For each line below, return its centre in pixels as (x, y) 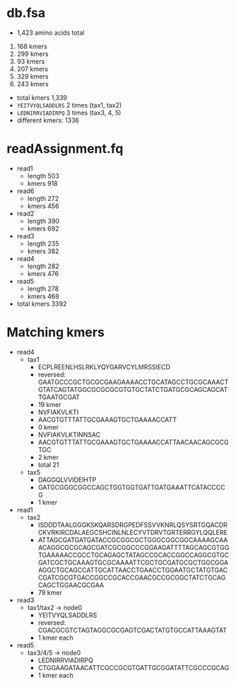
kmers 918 (42, 183)
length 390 (43, 221)
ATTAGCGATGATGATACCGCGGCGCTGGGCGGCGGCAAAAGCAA (133, 540)
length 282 (43, 266)
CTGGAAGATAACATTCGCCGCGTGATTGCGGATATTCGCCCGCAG (134, 667)
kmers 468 (43, 296)
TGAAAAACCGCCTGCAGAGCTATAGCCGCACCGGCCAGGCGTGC (134, 555)
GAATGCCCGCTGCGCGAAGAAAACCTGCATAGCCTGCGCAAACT (133, 382)
